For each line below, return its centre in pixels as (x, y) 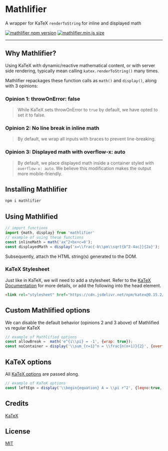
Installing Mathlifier (36, 189)
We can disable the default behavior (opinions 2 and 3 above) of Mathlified (82, 323)
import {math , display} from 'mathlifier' (50, 233)
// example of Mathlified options (41, 337)
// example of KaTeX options (35, 383)
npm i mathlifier (23, 201)
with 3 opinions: (22, 86)
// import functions (27, 228)
